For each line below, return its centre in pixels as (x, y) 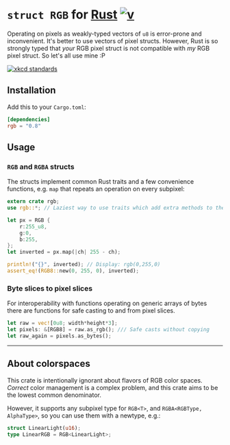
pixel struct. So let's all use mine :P (56, 56)
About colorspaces (49, 364)
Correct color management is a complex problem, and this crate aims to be (113, 387)
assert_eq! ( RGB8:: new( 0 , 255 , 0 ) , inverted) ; (73, 271)
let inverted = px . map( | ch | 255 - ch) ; (64, 252)
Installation (31, 90)
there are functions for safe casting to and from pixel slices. (91, 311)
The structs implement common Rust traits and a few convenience (101, 182)
